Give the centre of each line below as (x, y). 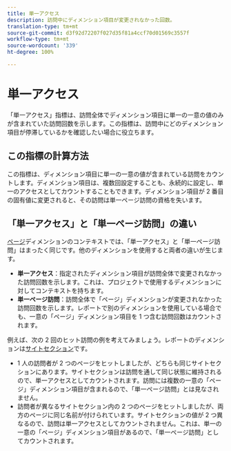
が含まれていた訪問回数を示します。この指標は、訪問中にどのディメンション (115, 123)
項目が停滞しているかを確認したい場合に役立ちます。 (82, 132)
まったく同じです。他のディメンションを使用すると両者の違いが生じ (121, 250)
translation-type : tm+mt (43, 26)
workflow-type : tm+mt (38, 39)
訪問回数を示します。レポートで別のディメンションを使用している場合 (116, 308)
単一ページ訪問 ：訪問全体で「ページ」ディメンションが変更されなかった (120, 299)
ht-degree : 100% (30, 52)
